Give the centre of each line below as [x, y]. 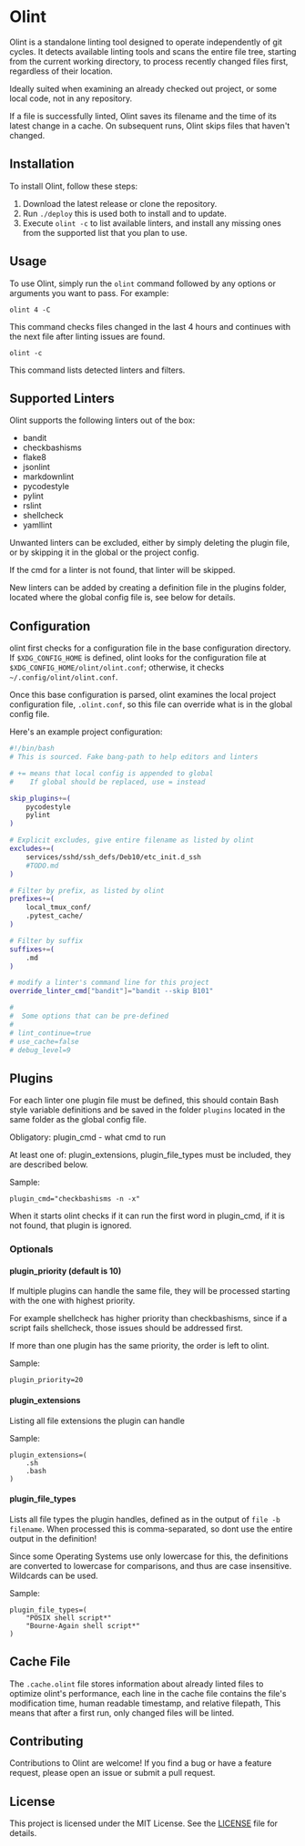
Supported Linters [62, 398]
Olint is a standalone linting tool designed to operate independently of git [146, 42]
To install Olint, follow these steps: [74, 186]
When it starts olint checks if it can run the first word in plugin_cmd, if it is [147, 1216]
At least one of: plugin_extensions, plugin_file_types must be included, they [150, 1155]
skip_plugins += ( [40, 798]
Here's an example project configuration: [86, 732]
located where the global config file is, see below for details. [122, 598]
